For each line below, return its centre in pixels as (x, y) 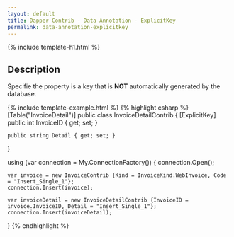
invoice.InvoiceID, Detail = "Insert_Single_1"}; (82, 207)
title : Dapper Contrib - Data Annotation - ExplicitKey (91, 21)
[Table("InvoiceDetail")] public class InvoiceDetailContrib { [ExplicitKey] (112, 115)
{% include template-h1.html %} (54, 47)
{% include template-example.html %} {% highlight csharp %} (98, 108)
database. (22, 94)
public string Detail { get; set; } (61, 136)
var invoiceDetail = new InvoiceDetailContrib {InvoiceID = (98, 200)
